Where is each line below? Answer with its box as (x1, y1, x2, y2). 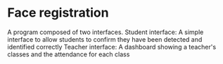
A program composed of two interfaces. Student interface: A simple (7, 28, 204, 36)
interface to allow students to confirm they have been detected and (7, 35, 203, 43)
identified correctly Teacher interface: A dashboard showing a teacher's (7, 42, 217, 51)
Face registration (7, 5, 109, 21)
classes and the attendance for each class (7, 50, 130, 58)
